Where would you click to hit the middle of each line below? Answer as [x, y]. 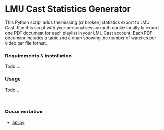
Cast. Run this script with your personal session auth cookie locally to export [82, 27]
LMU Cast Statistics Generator [68, 9]
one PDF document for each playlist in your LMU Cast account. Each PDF [79, 33]
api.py [18, 122]
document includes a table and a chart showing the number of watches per [81, 38]
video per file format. [26, 43]
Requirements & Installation [39, 56]
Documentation [24, 111]
